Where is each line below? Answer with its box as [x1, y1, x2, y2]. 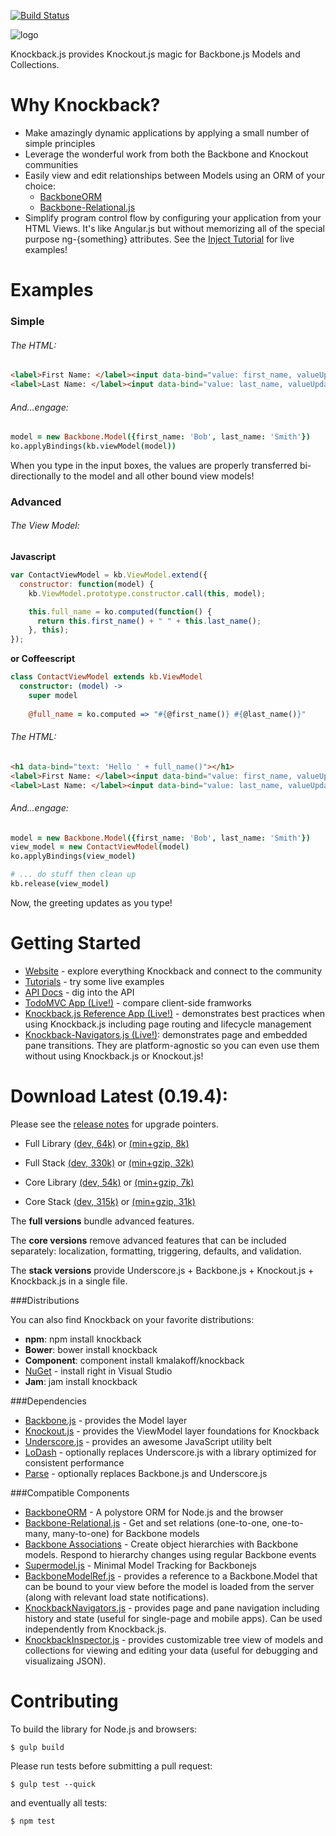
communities [24, 158, 79, 170]
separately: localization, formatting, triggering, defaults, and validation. [10, 1245, 302, 1257]
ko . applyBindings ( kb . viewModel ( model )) [10, 441, 177, 452]
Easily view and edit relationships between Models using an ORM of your [24, 169, 326, 181]
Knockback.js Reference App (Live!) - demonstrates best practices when [24, 1007, 326, 1019]
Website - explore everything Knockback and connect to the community [24, 965, 323, 977]
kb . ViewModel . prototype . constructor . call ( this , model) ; [28, 588, 267, 599]
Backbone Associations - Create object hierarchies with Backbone [24, 1538, 299, 1550]
